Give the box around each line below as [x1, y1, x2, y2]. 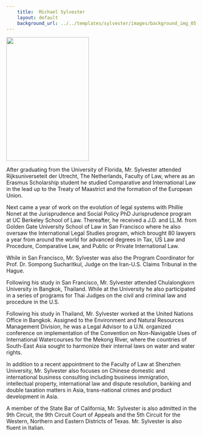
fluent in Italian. [6, 424, 45, 432]
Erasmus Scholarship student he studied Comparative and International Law [6, 179, 196, 186]
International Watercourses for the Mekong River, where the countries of [6, 336, 187, 344]
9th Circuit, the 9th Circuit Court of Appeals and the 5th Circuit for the [6, 411, 181, 418]
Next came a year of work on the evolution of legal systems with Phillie [6, 204, 184, 211]
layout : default [17, 15, 59, 21]
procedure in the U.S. [6, 299, 59, 306]
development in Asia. [6, 393, 59, 400]
